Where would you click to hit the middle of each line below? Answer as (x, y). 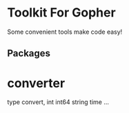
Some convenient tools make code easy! (65, 32)
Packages (29, 53)
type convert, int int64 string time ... (58, 102)
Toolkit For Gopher (61, 13)
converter (36, 83)
